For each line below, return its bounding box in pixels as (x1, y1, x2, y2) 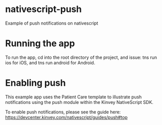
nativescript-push (5, 4, 82, 15)
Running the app (5, 38, 75, 49)
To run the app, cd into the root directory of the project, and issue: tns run (5, 54, 157, 60)
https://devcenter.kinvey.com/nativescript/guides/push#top (5, 114, 128, 120)
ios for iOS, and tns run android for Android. (5, 59, 95, 66)
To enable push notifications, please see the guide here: (5, 109, 121, 115)
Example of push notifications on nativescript (5, 20, 98, 26)
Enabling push (5, 77, 66, 89)
